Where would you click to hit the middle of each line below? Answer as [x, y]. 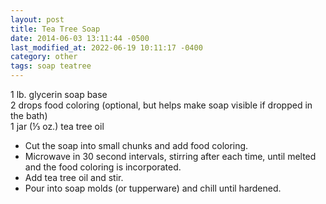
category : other [44, 57]
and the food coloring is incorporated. [103, 167]
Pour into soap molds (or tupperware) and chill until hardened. [153, 188]
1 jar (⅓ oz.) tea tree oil [57, 126]
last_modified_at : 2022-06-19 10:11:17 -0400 [106, 47]
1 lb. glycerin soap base [59, 94]
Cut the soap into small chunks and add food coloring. [136, 145]
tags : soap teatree [51, 66]
